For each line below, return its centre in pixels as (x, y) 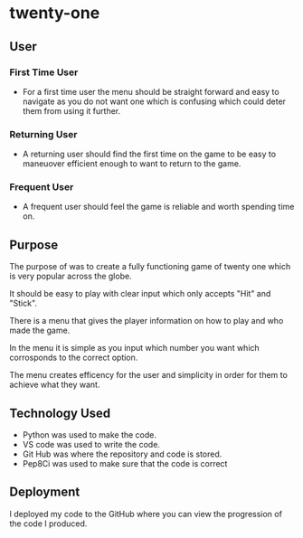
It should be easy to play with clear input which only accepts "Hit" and (140, 294)
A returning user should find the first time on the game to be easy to (149, 154)
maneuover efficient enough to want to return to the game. (132, 164)
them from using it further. (71, 110)
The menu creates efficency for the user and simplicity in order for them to (148, 375)
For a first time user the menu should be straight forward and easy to (151, 91)
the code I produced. (48, 524)
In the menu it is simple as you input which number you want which (134, 348)
